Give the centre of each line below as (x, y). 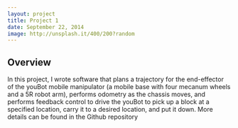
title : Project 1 (33, 21)
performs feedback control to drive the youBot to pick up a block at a (108, 102)
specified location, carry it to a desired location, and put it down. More (110, 110)
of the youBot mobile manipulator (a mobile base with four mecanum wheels (119, 87)
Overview (29, 62)
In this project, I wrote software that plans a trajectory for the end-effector (115, 79)
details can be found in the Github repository (73, 117)
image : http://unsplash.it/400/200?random (71, 34)
